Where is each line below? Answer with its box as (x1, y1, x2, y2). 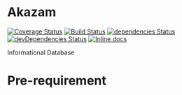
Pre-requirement (7, 73, 107, 89)
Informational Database (7, 48, 75, 57)
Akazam (7, 4, 57, 20)
